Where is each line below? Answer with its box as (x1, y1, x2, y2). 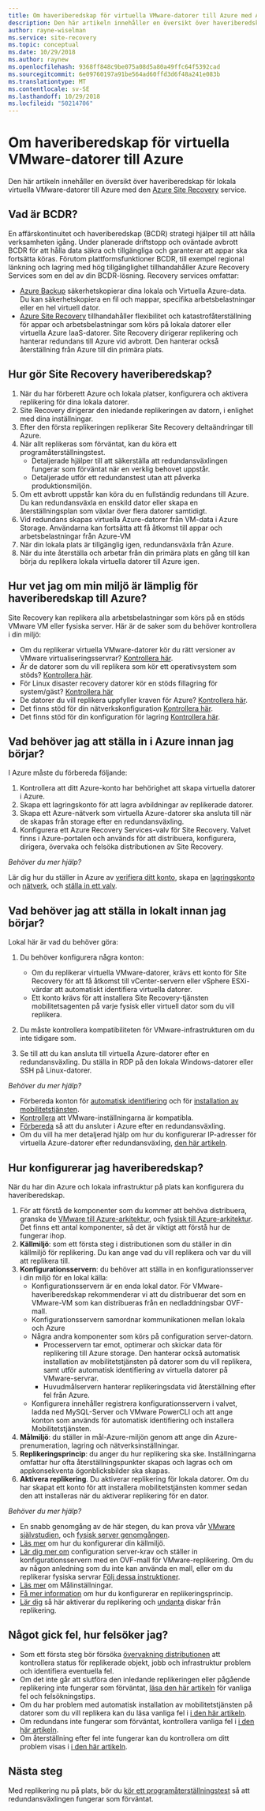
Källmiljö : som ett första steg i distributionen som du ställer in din (19, 1239, 232, 1249)
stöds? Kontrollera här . (19, 670, 93, 679)
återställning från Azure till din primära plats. (19, 344, 164, 354)
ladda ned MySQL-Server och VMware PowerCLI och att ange (31, 1407, 233, 1416)
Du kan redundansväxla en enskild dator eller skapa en (19, 498, 199, 507)
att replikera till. (19, 1256, 70, 1265)
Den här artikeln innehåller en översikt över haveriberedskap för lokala (8, 177, 237, 186)
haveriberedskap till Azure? (8, 592, 147, 605)
